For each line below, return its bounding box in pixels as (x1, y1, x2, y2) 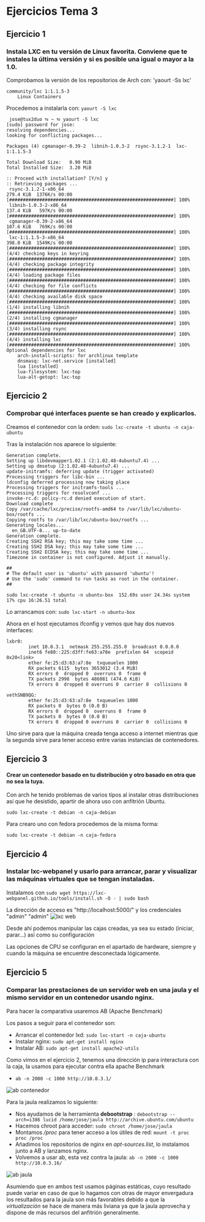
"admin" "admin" (6, 913, 49, 920)
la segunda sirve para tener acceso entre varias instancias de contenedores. (6, 736, 200, 743)
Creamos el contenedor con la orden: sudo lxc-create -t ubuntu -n (6, 423, 179, 430)
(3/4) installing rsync (6, 325, 67, 332)
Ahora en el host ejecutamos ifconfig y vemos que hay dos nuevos (6, 620, 174, 627)
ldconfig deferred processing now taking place (6, 479, 130, 485)
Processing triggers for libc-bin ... (6, 474, 105, 480)
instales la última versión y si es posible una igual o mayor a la (6, 55, 194, 63)
